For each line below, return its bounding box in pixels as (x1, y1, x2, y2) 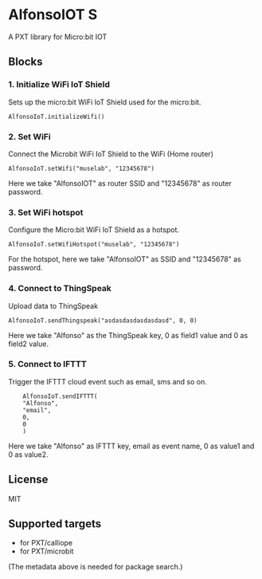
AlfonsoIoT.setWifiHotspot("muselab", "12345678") (8, 241, 180, 249)
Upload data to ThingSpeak (8, 301, 98, 310)
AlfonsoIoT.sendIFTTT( (22, 392, 98, 400)
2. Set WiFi (8, 131, 51, 142)
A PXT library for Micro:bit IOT (8, 32, 108, 41)
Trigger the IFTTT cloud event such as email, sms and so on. (8, 376, 207, 386)
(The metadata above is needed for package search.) (8, 562, 183, 572)
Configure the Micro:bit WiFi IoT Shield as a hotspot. (8, 225, 180, 234)
